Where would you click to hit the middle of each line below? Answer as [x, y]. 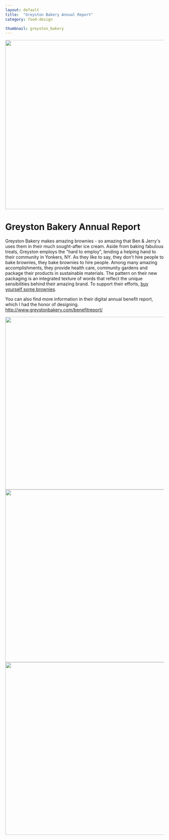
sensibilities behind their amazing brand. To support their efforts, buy [77, 284]
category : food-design [29, 19]
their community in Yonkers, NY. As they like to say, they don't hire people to [84, 257]
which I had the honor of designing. [42, 305]
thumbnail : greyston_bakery [35, 28]
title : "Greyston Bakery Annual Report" [49, 15]
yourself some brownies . [31, 289]
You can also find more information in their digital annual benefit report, [79, 299]
